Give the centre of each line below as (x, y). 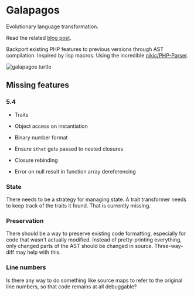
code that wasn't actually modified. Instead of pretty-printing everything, (94, 240)
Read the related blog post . (39, 38)
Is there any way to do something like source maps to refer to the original (94, 280)
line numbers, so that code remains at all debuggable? (72, 286)
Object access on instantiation (51, 126)
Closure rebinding (36, 160)
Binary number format (41, 137)
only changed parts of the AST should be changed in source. (80, 246)
